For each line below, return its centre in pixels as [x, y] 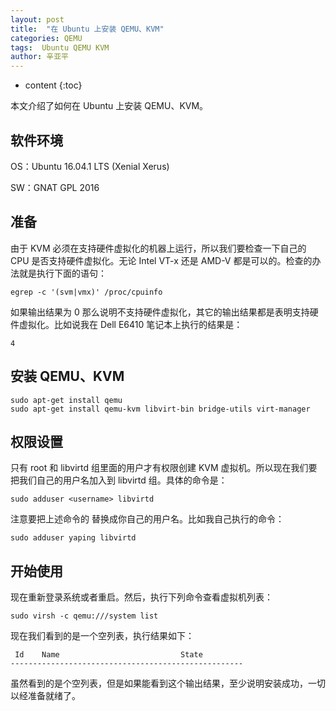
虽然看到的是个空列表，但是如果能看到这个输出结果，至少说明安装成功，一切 [168, 683]
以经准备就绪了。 [45, 696]
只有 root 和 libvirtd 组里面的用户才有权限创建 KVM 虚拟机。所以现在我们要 [164, 468]
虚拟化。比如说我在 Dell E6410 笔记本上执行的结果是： [130, 324]
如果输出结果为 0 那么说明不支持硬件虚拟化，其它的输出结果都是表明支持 [160, 312]
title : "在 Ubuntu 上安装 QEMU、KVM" [87, 29]
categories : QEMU [46, 38]
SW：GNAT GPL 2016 [55, 187]
